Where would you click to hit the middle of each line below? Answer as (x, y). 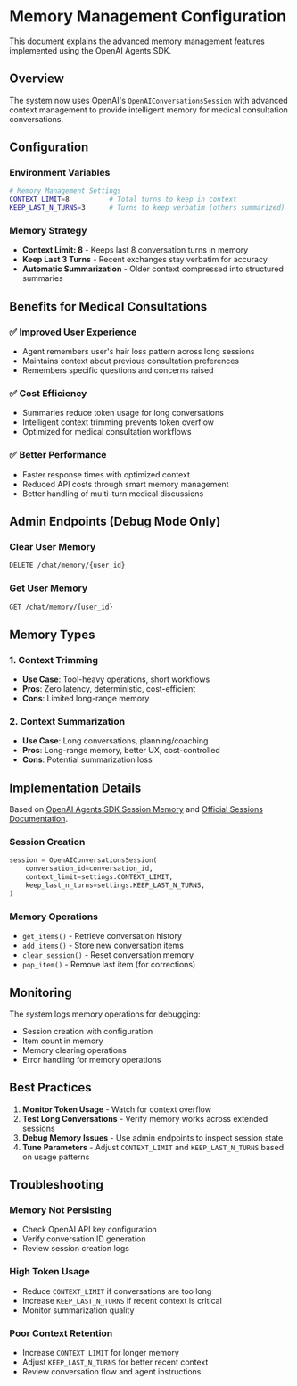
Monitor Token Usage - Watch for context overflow (117, 1109)
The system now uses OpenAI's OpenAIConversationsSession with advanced (148, 100)
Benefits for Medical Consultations (108, 307)
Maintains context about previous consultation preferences (130, 361)
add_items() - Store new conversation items (103, 946)
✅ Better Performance (58, 455)
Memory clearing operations (74, 1050)
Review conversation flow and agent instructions (111, 1372)
